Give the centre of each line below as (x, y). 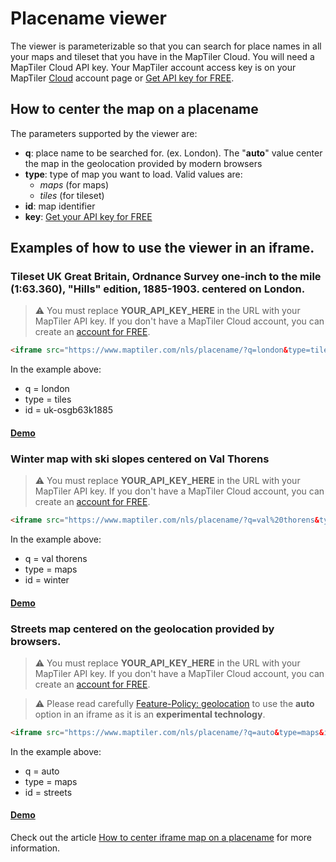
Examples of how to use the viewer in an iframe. (162, 248)
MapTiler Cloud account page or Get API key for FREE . (122, 78)
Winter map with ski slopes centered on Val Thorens (140, 459)
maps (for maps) (74, 184)
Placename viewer (88, 18)
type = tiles (48, 399)
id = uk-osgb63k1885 (68, 410)
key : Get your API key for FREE (88, 216)
